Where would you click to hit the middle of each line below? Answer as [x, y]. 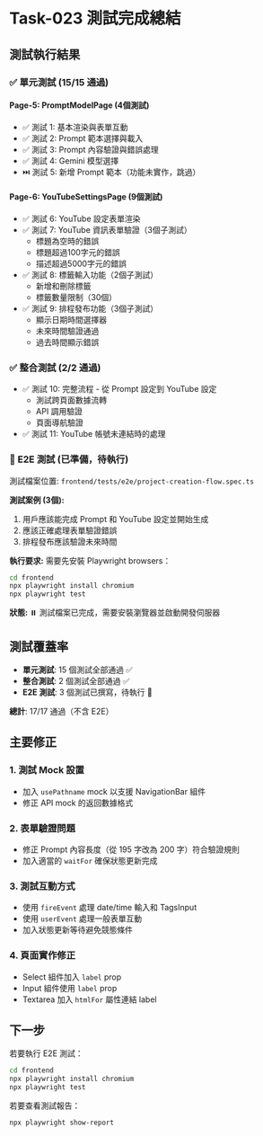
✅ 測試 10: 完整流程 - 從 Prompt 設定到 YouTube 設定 [119, 389]
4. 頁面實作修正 [43, 955]
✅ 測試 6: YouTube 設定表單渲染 [81, 218]
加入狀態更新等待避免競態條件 [77, 930]
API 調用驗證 [59, 412]
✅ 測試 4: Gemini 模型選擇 [70, 160]
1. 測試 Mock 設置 [47, 770]
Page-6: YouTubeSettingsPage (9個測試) [86, 197]
